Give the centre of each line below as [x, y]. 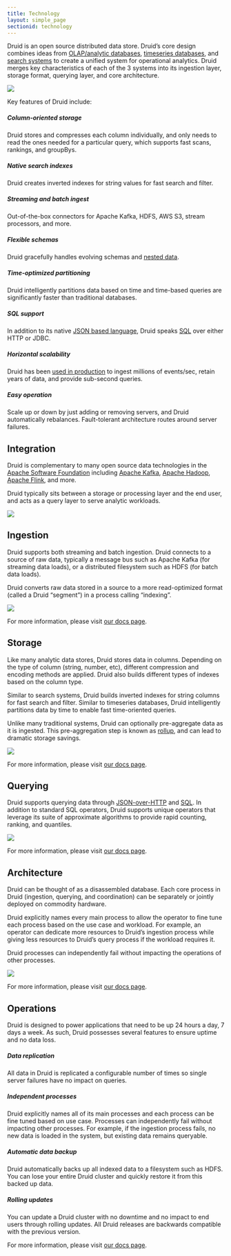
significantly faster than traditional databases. [72, 297]
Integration [32, 449]
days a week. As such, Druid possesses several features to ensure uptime [112, 1032]
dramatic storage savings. [44, 738]
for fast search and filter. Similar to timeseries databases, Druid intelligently [114, 702]
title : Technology [33, 13]
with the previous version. [44, 1231]
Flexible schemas [33, 239]
